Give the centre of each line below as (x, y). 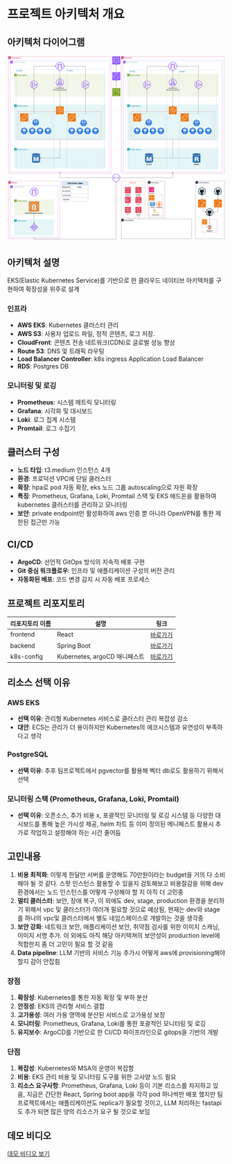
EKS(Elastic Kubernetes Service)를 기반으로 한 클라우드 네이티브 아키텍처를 (111, 280)
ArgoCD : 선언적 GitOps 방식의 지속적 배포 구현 (81, 562)
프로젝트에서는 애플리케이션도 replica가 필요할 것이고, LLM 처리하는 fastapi (119, 1103)
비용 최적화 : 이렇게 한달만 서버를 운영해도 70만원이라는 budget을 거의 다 (115, 875)
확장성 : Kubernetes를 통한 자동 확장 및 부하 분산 (82, 997)
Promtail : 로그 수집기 (46, 428)
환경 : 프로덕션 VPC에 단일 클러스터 (64, 479)
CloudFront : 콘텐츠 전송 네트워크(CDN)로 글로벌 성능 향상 (96, 343)
